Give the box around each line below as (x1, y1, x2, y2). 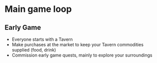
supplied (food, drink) (11, 47, 56, 53)
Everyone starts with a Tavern (11, 36, 73, 42)
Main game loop (4, 3, 72, 15)
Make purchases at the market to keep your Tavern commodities (11, 42, 144, 48)
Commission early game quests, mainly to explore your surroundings (11, 52, 153, 58)
